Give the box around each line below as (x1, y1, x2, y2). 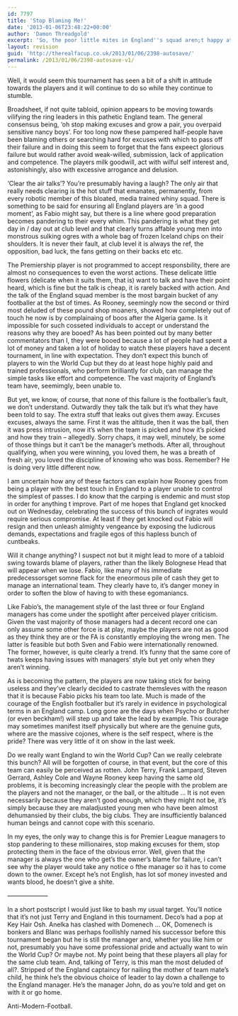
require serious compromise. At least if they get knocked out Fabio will (7, 514, 213, 523)
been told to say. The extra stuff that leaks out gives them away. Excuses (7, 410, 221, 419)
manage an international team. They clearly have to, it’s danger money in (7, 581, 220, 589)
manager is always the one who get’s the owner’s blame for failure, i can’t (7, 855, 222, 863)
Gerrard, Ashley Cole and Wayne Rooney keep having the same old (7, 773, 203, 782)
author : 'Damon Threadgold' (7, 30, 91, 38)
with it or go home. (7, 988, 62, 996)
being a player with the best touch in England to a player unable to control (7, 484, 223, 493)
